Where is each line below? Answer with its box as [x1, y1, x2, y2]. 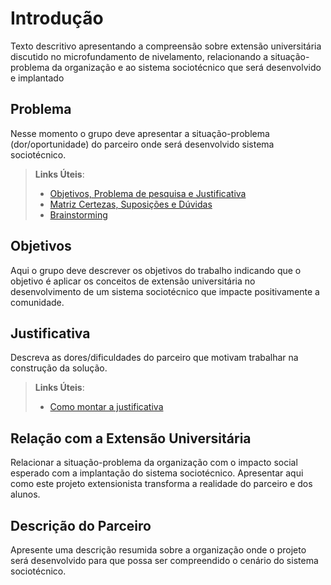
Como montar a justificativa [49, 401, 164, 413]
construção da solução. [10, 362, 108, 374]
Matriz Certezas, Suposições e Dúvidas [49, 198, 213, 210]
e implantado [10, 72, 65, 84]
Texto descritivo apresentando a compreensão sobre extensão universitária [10, 40, 322, 52]
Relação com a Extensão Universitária [10, 430, 252, 447]
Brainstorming [49, 208, 108, 221]
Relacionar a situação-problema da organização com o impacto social [10, 457, 298, 469]
